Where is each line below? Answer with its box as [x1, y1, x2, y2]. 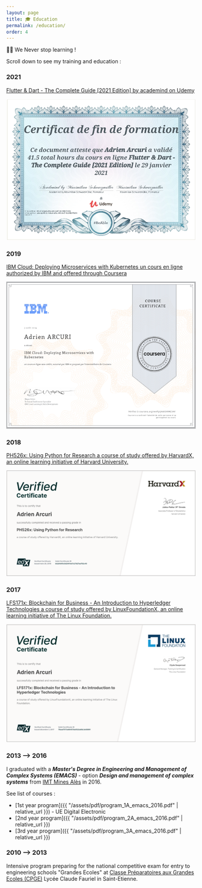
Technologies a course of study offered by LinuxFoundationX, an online [6, 606, 183, 613]
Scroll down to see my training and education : [6, 58, 121, 65]
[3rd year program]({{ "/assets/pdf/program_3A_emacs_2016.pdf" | [14, 827, 182, 834]
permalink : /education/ [6, 22, 66, 28]
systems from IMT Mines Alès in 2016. [6, 778, 102, 785]
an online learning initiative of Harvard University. [6, 458, 129, 465]
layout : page [6, 10, 39, 16]
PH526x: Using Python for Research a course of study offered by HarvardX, [6, 451, 194, 458]
